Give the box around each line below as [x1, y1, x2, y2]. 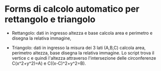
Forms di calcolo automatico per [4, 3, 140, 15]
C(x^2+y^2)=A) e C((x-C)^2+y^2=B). [11, 60, 86, 66]
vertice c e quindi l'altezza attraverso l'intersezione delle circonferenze [11, 55, 157, 61]
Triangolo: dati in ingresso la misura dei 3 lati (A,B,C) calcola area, [11, 45, 146, 50]
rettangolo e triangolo [4, 14, 96, 25]
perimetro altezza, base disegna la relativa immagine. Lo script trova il [11, 50, 155, 56]
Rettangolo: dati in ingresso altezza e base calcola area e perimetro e [11, 30, 153, 36]
